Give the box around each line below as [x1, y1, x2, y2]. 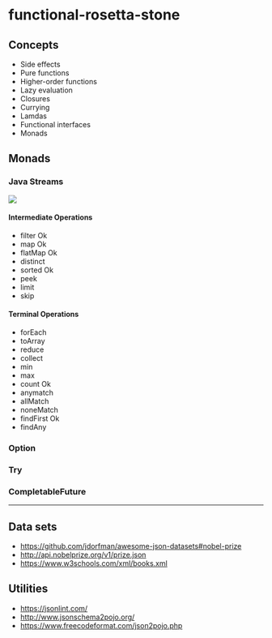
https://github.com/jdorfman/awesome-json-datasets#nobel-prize [19, 542, 242, 551]
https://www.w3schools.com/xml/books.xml [19, 559, 168, 568]
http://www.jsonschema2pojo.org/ [19, 612, 135, 622]
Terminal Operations [8, 310, 79, 319]
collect [19, 353, 43, 363]
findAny [19, 422, 47, 432]
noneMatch [19, 405, 59, 415]
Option [8, 443, 36, 454]
